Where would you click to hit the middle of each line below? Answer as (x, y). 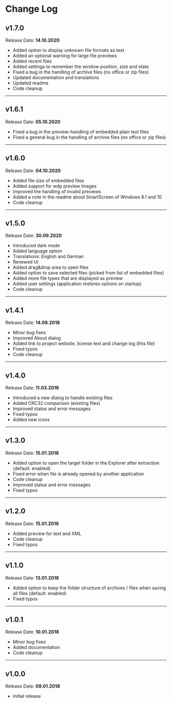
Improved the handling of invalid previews (57, 191)
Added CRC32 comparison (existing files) (57, 403)
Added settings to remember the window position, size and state (81, 67)
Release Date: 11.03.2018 (32, 388)
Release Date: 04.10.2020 (33, 171)
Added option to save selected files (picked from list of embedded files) (88, 273)
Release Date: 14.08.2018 (33, 323)
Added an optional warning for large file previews (65, 55)
